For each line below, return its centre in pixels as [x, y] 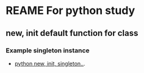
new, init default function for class [72, 33]
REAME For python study [70, 11]
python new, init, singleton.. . [50, 63]
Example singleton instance [48, 50]
